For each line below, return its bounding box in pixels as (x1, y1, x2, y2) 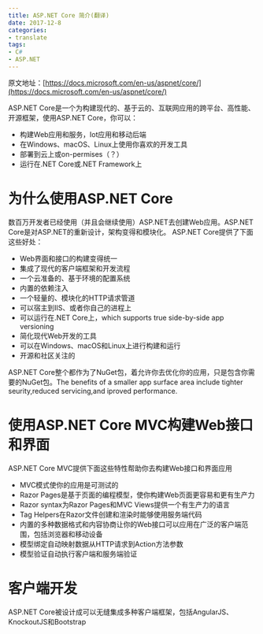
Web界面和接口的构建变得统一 (19, 254, 118, 263)
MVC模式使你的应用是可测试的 (19, 480, 119, 489)
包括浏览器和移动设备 (33, 529, 103, 539)
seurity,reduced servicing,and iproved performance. (8, 386, 178, 395)
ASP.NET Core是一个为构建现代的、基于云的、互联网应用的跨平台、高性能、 (8, 103, 255, 113)
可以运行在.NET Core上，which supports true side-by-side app (19, 313, 224, 322)
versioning (19, 321, 54, 331)
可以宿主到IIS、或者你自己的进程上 (19, 302, 132, 312)
